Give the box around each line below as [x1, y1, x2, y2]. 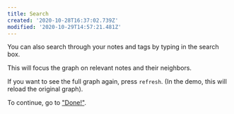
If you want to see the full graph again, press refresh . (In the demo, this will [7, 77, 228, 86]
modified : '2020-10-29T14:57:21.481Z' [7, 23, 122, 30]
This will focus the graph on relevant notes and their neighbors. [7, 64, 192, 72]
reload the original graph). [7, 85, 83, 94]
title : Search [7, 10, 49, 18]
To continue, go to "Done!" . [7, 99, 87, 107]
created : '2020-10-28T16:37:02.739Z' [7, 17, 119, 24]
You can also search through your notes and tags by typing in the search [7, 43, 219, 51]
